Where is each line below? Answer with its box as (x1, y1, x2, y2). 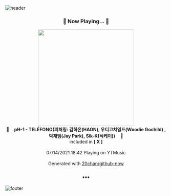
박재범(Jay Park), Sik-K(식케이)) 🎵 (49, 133, 123, 139)
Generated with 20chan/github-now (48, 161, 124, 167)
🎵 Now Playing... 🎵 (62, 17, 110, 25)
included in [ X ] (69, 139, 103, 145)
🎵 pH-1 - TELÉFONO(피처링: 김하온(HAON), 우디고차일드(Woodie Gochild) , (6, 127, 166, 133)
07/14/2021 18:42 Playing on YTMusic (46, 150, 126, 156)
